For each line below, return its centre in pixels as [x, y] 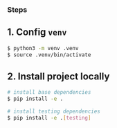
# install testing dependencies [54, 112]
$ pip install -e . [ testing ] [49, 118]
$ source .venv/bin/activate [49, 55]
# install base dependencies [49, 93]
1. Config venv [37, 32]
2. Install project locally [58, 76]
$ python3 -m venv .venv [43, 48]
